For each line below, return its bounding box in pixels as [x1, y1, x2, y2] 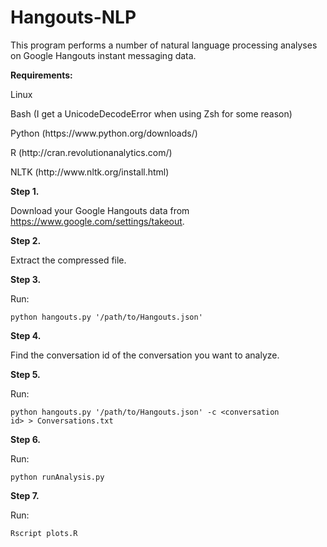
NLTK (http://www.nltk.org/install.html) [10, 166, 170, 178]
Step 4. [10, 329, 42, 341]
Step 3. [10, 273, 42, 285]
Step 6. [10, 433, 41, 445]
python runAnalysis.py [10, 472, 105, 482]
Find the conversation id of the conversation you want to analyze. [10, 349, 280, 361]
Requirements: [10, 69, 73, 81]
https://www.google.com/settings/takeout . [10, 215, 185, 227]
